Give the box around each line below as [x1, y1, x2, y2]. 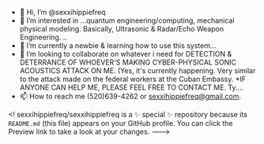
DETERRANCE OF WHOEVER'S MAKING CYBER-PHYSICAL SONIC [19, 57, 237, 67]
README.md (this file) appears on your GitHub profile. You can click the [8, 119, 233, 127]
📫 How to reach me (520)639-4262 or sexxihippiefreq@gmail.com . [19, 91, 241, 101]
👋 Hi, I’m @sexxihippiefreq [19, 8, 106, 17]
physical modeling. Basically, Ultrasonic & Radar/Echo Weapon [19, 24, 224, 33]
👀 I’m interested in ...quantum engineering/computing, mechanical [19, 16, 235, 25]
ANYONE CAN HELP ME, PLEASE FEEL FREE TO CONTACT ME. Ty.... [19, 83, 244, 92]
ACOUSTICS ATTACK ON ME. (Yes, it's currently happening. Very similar [19, 66, 256, 75]
